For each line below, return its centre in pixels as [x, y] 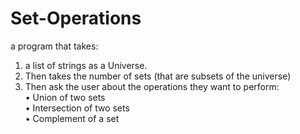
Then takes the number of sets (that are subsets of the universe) [158, 76]
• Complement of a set [72, 118]
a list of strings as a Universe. [86, 65]
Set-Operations [76, 18]
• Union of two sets [65, 97]
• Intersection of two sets [77, 108]
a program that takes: [54, 46]
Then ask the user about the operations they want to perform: [152, 86]
